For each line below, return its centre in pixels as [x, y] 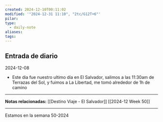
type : [10, 23]
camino [20, 87]
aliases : [14, 32]
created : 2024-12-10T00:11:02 [36, 9]
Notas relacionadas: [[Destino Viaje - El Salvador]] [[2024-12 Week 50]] [78, 101]
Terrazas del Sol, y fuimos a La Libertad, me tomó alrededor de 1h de [81, 82]
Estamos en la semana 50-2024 [37, 115]
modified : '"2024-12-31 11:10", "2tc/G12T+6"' [53, 14]
